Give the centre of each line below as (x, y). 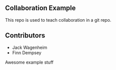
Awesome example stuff (29, 62)
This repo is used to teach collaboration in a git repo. (58, 20)
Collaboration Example (40, 8)
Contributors (25, 36)
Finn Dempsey (27, 52)
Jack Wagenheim (30, 47)
